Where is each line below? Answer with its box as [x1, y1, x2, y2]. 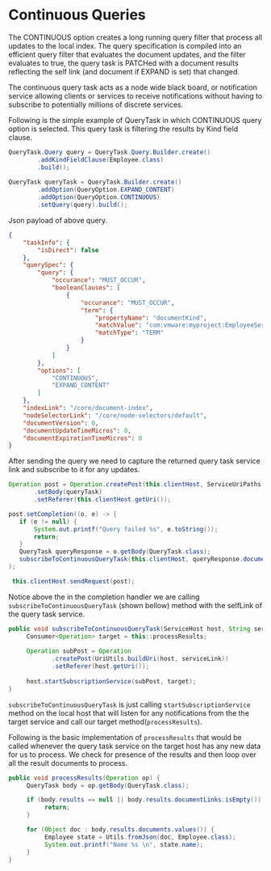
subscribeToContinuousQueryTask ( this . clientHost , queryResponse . [19, 556, 244, 564]
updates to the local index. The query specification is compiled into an [8, 40, 242, 50]
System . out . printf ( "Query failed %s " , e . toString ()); [33, 525, 219, 533]
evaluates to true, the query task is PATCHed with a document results [8, 58, 240, 68]
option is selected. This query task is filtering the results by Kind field [8, 124, 239, 133]
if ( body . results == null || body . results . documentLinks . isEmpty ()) [26, 796, 262, 804]
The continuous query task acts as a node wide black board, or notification [8, 82, 258, 92]
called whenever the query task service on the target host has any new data [8, 741, 261, 750]
